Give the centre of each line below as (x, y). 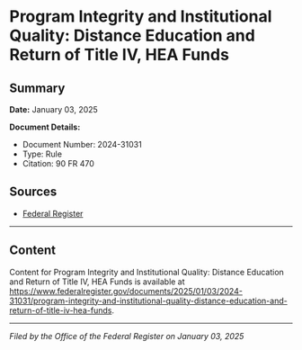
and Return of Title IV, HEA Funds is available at (98, 282)
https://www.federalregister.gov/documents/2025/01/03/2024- (126, 291)
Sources (33, 192)
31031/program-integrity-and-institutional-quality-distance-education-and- (148, 301)
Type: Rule (42, 154)
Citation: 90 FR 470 (58, 163)
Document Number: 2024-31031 (82, 144)
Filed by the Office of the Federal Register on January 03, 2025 (127, 336)
